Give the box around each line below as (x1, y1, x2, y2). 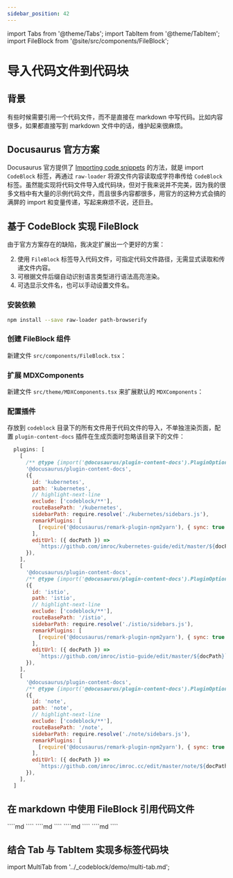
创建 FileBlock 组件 (7, 334, 71, 344)
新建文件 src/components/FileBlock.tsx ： (7, 351, 127, 359)
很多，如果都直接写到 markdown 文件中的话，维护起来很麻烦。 (7, 121, 187, 129)
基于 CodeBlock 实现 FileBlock (7, 220, 139, 232)
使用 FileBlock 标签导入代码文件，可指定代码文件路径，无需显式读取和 (17, 255, 220, 263)
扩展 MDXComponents (7, 370, 85, 380)
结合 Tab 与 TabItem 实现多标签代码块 (7, 844, 169, 856)
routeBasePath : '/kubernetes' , (32, 505, 123, 512)
